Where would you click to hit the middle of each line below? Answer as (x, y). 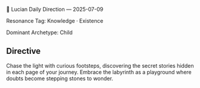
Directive (23, 51)
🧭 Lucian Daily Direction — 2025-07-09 (55, 9)
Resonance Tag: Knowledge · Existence (55, 21)
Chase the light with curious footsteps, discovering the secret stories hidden (100, 65)
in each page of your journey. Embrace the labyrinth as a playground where (99, 72)
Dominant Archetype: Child (39, 32)
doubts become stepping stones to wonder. (60, 78)
